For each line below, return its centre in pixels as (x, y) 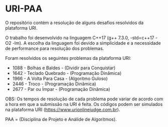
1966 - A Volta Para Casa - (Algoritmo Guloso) (60, 78)
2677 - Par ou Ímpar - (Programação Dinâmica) (61, 89)
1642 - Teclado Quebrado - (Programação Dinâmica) (67, 73)
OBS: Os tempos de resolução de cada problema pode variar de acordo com (84, 99)
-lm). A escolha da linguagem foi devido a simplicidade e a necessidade (87, 43)
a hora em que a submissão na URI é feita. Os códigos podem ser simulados (84, 104)
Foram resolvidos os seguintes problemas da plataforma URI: (68, 58)
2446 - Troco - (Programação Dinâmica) (54, 84)
